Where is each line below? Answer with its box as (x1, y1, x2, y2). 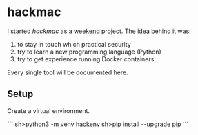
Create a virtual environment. (7, 106, 90, 114)
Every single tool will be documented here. (7, 68, 129, 76)
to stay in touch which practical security (17, 40, 131, 48)
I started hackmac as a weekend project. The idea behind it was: (7, 27, 191, 35)
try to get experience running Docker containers (17, 54, 155, 63)
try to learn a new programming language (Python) (17, 48, 162, 56)
